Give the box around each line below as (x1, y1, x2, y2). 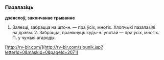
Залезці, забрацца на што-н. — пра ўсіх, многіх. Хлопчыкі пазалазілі (12, 24, 156, 30)
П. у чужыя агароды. (12, 35, 56, 40)
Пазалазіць (5, 4, 34, 11)
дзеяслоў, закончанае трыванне (5, 15, 75, 21)
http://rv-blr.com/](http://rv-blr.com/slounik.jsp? (6, 44, 103, 50)
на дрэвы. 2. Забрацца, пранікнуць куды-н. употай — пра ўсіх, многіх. (12, 30, 160, 36)
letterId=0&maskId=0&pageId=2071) (5, 49, 79, 55)
